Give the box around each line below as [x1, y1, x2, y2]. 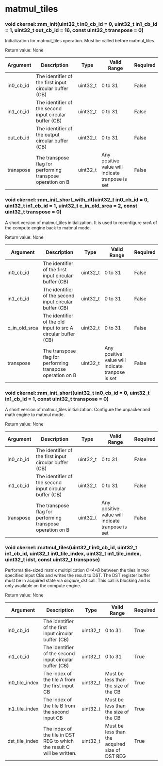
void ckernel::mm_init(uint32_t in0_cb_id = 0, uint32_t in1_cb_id [5, 21, 158, 28]
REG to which [43, 738, 74, 745]
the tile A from [43, 677, 76, 683]
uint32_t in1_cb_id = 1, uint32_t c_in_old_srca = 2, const [5, 203, 137, 209]
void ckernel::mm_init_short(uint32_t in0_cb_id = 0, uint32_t [5, 389, 150, 396]
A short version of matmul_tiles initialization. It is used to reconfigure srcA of [5, 220, 158, 226]
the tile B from [43, 702, 75, 709]
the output [36, 131, 60, 138]
